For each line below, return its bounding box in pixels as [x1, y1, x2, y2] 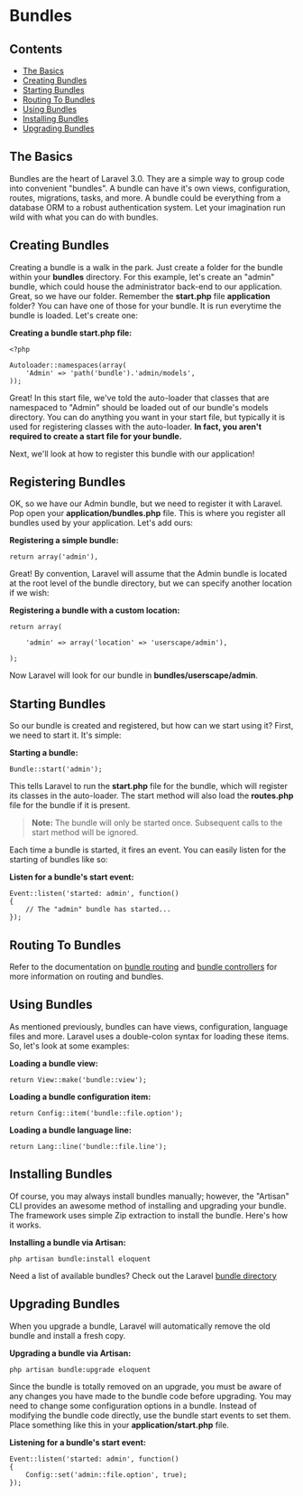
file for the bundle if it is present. [9, 800, 131, 811]
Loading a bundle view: [9, 1058, 99, 1068]
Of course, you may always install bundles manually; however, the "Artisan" [9, 1190, 290, 1201]
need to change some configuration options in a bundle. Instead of [9, 1400, 257, 1411]
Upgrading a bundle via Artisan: [9, 1348, 132, 1359]
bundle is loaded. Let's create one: [9, 309, 138, 321]
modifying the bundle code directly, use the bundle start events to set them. [9, 1409, 291, 1420]
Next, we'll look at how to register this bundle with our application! [9, 448, 255, 459]
